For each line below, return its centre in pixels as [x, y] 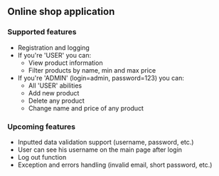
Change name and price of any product [86, 108]
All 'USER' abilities [55, 86]
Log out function [42, 157]
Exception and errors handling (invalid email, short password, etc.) [115, 165]
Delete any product [57, 100]
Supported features [42, 32]
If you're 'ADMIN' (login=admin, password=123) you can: [101, 78]
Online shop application [61, 12]
